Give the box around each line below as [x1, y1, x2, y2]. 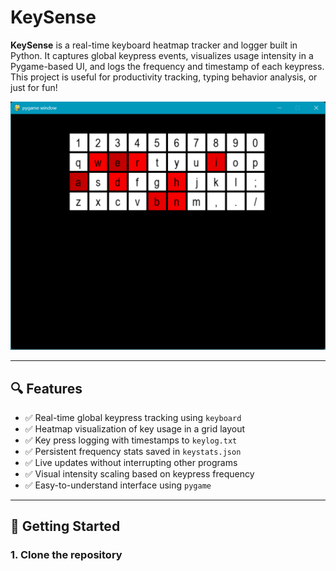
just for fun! [10, 81, 58, 93]
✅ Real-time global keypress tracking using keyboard [24, 411, 242, 423]
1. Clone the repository [10, 548, 123, 562]
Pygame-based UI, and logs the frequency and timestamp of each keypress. [10, 60, 325, 72]
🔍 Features [10, 380, 83, 397]
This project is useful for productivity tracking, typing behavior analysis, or [10, 71, 318, 83]
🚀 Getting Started [10, 518, 121, 535]
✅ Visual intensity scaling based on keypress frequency [24, 467, 255, 480]
